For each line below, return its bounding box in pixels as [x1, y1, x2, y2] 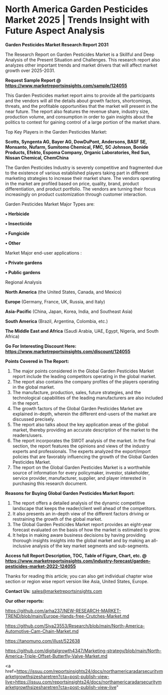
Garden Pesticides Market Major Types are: [5, 201, 95, 207]
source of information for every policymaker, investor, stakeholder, [12, 470, 150, 476]
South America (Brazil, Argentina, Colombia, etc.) [5, 318, 108, 324]
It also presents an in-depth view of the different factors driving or [12, 511, 149, 517]
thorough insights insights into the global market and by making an [12, 537, 150, 543]
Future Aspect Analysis [5, 25, 105, 36]
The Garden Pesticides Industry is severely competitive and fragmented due [5, 164, 163, 170]
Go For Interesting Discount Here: [5, 343, 77, 349]
